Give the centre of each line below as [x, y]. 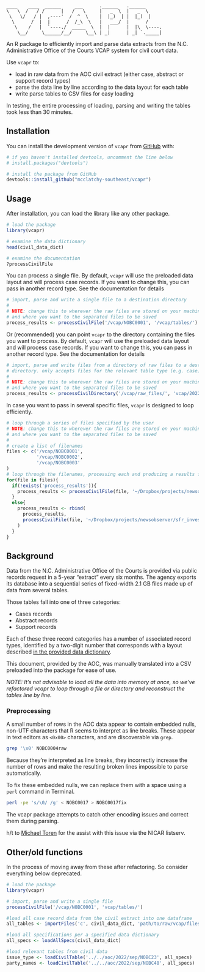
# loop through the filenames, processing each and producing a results [101, 474]
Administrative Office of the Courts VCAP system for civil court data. [92, 50]
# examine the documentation [43, 258]
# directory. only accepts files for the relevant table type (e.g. [95, 371]
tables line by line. [29, 695]
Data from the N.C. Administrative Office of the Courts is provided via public [102, 571]
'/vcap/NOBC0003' [58, 463]
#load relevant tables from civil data [57, 952]
